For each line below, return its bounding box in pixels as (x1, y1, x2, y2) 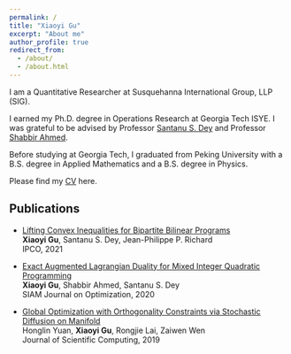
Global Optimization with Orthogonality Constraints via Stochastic (21, 306, 261, 317)
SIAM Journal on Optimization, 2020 (21, 289, 155, 299)
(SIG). (9, 96, 31, 106)
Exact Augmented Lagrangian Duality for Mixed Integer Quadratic (21, 260, 261, 271)
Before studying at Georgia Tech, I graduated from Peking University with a (9, 149, 283, 159)
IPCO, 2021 (21, 243, 64, 254)
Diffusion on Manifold (21, 315, 101, 326)
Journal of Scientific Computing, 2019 (21, 334, 161, 345)
